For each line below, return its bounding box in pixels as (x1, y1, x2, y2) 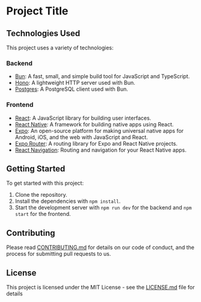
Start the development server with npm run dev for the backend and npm (14, 204, 192, 211)
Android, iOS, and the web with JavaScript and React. (14, 134, 149, 141)
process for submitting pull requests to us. (6, 250, 111, 257)
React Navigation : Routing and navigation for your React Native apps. (14, 146, 187, 153)
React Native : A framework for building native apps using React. (14, 120, 174, 128)
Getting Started (6, 164, 66, 174)
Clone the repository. (14, 191, 67, 199)
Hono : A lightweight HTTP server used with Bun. (14, 79, 135, 87)
